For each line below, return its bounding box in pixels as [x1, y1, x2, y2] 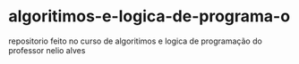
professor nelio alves [8, 44, 86, 55]
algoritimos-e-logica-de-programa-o [8, 6, 291, 27]
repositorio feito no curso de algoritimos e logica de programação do [8, 36, 263, 46]
